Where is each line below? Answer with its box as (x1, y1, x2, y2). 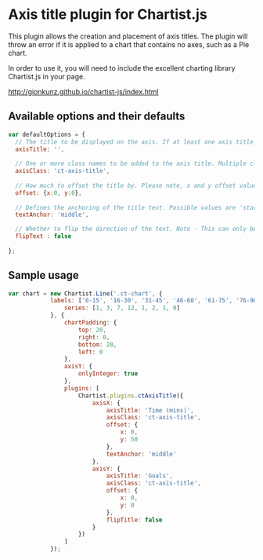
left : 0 (77, 348, 103, 356)
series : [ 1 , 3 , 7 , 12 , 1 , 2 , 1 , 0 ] (63, 304, 181, 312)
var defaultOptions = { (8, 130, 86, 138)
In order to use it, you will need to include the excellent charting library (8, 63, 236, 72)
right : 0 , (77, 333, 110, 341)
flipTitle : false (106, 516, 163, 524)
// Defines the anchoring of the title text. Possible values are (15, 203, 236, 211)
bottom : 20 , (77, 340, 117, 349)
